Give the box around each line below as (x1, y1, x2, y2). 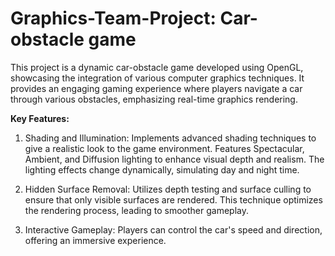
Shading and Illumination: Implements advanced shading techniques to (24, 132, 317, 144)
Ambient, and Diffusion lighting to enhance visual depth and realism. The (24, 153, 325, 165)
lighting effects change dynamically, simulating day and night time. (24, 163, 300, 176)
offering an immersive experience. (24, 234, 167, 246)
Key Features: (10, 112, 70, 124)
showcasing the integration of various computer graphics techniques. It (10, 72, 305, 84)
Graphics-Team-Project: (10, 7, 217, 30)
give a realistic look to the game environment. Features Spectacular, (24, 142, 305, 154)
